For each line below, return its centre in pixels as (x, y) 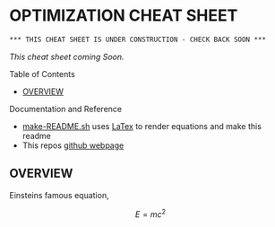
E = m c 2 (150, 214)
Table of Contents (43, 74)
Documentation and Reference (66, 109)
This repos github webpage (73, 145)
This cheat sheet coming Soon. (67, 57)
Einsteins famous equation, (59, 195)
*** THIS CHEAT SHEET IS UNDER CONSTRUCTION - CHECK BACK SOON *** (138, 39)
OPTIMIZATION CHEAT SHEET (124, 16)
